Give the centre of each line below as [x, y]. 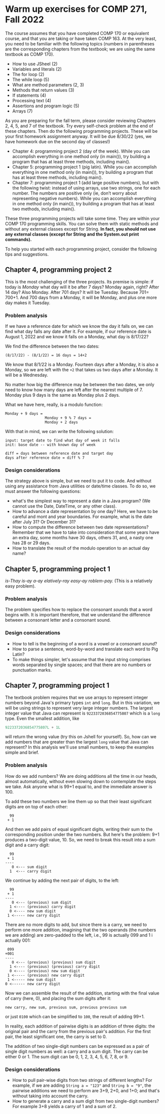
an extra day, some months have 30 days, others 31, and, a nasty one [83, 538]
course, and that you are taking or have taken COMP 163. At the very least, [81, 39]
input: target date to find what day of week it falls [63, 440]
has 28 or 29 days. [31, 543]
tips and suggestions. [27, 254]
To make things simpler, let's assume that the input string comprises [82, 659]
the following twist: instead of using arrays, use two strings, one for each [86, 188]
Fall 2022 [25, 20]
